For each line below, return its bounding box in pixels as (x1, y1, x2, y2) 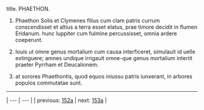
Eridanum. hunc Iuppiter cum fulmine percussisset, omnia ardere (15, 30, 177, 37)
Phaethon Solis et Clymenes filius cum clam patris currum (15, 17, 160, 24)
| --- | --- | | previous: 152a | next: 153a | (6, 97, 107, 104)
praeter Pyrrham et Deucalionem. (15, 61, 99, 68)
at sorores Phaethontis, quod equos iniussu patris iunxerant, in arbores (15, 73, 193, 80)
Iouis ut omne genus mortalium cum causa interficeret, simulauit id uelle (15, 48, 195, 55)
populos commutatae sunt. (15, 79, 83, 86)
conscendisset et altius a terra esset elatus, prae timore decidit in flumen (15, 24, 197, 30)
